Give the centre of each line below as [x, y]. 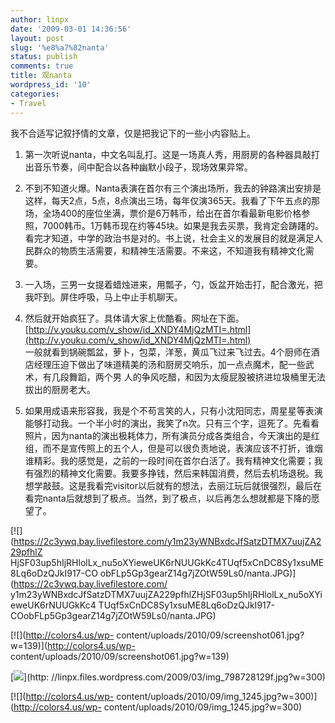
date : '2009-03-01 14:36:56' [71, 29]
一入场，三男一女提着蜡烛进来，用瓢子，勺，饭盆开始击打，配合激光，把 [173, 284]
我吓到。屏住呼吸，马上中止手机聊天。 [103, 297]
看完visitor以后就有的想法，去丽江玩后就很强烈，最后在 [208, 485]
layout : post [37, 38]
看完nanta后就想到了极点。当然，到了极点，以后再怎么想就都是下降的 [168, 498]
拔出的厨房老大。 [60, 389]
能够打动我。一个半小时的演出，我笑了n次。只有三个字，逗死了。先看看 [172, 423]
